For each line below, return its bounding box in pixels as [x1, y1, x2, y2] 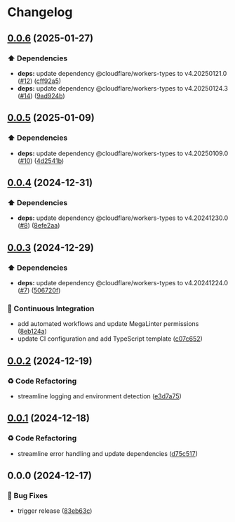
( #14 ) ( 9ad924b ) [17, 91, 65, 100]
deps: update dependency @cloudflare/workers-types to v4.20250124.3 [17, 84, 228, 92]
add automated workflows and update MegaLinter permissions [17, 320, 199, 328]
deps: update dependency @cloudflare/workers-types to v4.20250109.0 [17, 149, 229, 157]
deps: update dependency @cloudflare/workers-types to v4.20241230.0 [17, 214, 229, 222]
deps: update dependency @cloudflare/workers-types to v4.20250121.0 [17, 69, 227, 77]
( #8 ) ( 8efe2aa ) [17, 221, 60, 230]
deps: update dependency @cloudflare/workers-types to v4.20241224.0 [17, 278, 229, 287]
